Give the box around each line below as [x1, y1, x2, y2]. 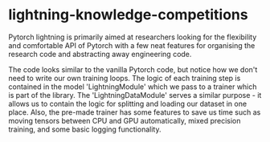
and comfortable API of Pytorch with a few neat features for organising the [8, 40, 256, 50]
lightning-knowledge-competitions [8, 6, 248, 24]
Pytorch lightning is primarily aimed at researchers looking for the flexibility [8, 32, 257, 42]
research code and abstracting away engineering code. [8, 49, 192, 59]
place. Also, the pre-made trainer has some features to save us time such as [8, 107, 261, 117]
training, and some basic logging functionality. [8, 124, 162, 134]
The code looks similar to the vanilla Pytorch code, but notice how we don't [8, 64, 258, 74]
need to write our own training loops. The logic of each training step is [8, 73, 241, 83]
